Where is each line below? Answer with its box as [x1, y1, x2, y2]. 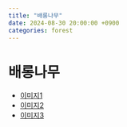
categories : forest [8, 26, 73, 34]
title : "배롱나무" [8, 11, 63, 20]
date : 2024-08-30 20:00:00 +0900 [8, 19, 120, 27]
